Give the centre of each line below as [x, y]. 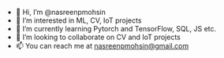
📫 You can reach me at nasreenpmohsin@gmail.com [102, 46]
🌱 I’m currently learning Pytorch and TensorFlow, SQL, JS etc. [116, 29]
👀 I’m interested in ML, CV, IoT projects [78, 20]
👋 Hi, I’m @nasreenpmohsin [61, 12]
